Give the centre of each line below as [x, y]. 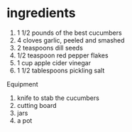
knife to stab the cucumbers [58, 98]
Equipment [22, 84]
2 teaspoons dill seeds [50, 48]
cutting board [37, 105]
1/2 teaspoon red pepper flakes [62, 55]
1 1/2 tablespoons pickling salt [61, 70]
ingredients [41, 13]
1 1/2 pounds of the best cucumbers [69, 33]
